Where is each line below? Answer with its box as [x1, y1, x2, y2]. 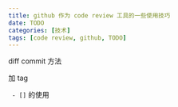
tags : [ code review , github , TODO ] [8, 33, 127, 42]
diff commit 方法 [8, 56, 62, 66]
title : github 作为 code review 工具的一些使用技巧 [8, 11, 171, 20]
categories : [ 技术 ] [8, 26, 71, 34]
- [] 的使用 [11, 90, 49, 100]
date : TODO [8, 19, 45, 27]
